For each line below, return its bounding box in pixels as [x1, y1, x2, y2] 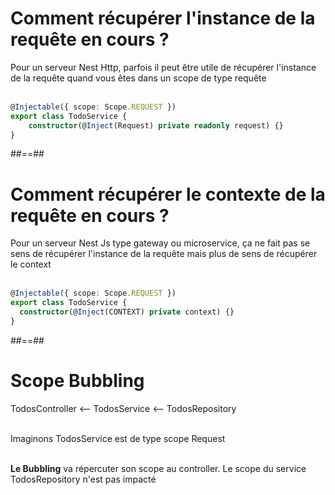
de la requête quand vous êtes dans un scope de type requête [10, 72, 267, 84]
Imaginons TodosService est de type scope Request [10, 432, 226, 444]
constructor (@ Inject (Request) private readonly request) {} [28, 120, 284, 131]
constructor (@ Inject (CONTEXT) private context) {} [19, 307, 235, 317]
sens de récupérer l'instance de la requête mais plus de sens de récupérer [10, 248, 318, 260]
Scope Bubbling [10, 370, 145, 392]
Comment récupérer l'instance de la [10, 7, 316, 30]
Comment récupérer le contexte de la [10, 183, 326, 206]
